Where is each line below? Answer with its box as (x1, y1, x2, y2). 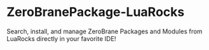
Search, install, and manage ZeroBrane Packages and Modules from (6, 27, 203, 35)
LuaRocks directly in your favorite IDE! (6, 34, 117, 42)
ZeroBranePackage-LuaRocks (6, 4, 185, 20)
